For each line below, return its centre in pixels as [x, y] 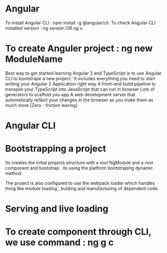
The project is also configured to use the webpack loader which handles [80, 183]
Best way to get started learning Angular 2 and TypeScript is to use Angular [83, 73]
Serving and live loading [57, 209]
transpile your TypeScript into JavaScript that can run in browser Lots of [80, 89]
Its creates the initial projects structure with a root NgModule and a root [79, 163]
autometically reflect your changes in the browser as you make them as [79, 100]
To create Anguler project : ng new [79, 49]
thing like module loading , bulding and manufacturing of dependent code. [82, 188]
